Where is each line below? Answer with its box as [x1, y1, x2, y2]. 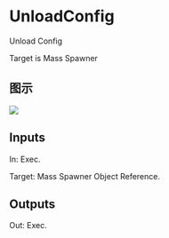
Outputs [9, 196, 56, 211]
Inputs [9, 131, 46, 146]
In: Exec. [9, 154, 41, 164]
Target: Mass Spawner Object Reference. [9, 171, 160, 181]
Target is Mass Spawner [9, 52, 98, 63]
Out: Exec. [9, 220, 47, 231]
